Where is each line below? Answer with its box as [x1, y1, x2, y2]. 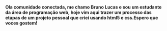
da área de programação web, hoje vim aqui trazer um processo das [5, 9, 152, 15]
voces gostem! [5, 20, 38, 26]
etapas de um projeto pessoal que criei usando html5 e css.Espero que [5, 14, 158, 20]
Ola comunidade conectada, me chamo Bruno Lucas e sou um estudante [5, 4, 162, 10]
